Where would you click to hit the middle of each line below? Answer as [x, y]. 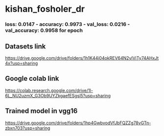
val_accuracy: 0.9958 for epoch [44, 30]
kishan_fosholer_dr [45, 9]
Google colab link [32, 79]
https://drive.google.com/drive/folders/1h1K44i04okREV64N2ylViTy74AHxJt [82, 58]
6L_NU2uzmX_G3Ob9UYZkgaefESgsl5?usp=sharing [58, 95]
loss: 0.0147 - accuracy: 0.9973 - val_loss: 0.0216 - [68, 24]
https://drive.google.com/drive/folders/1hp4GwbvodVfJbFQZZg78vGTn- [78, 123]
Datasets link [25, 46]
